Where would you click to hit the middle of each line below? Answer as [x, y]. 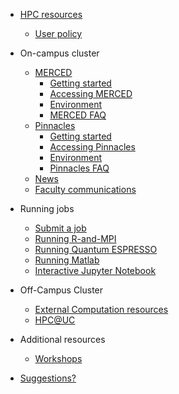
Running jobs [47, 208]
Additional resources [62, 339]
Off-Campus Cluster [61, 290]
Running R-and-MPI [75, 238]
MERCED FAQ [78, 115]
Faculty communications [85, 189]
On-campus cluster [59, 53]
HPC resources [51, 14]
